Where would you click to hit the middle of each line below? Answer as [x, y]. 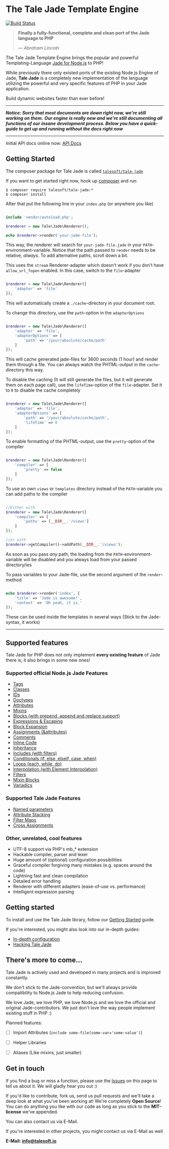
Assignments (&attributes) [40, 732]
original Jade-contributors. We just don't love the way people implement [80, 1008]
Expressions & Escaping [38, 721]
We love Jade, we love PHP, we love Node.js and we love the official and [81, 1002]
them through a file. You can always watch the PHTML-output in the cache [82, 365]
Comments [24, 737]
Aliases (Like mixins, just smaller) [47, 1052]
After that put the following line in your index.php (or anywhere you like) [79, 204]
